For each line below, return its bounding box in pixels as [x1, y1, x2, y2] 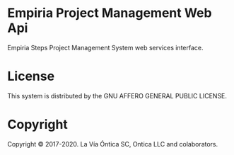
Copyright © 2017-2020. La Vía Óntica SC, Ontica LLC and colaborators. [7, 139, 218, 148]
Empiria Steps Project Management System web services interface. [7, 43, 204, 52]
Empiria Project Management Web [7, 5, 212, 21]
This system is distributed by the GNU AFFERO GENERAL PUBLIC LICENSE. [7, 91, 228, 100]
